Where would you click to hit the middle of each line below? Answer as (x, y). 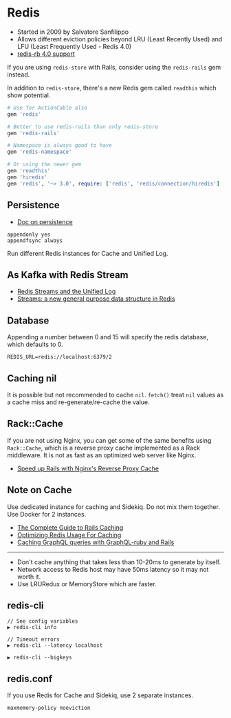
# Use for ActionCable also (47, 108)
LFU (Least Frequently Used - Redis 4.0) (74, 46)
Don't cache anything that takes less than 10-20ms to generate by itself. (119, 562)
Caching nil (32, 378)
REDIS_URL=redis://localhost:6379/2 (59, 357)
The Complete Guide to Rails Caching (70, 527)
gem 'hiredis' (27, 177)
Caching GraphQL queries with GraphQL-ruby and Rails (96, 542)
